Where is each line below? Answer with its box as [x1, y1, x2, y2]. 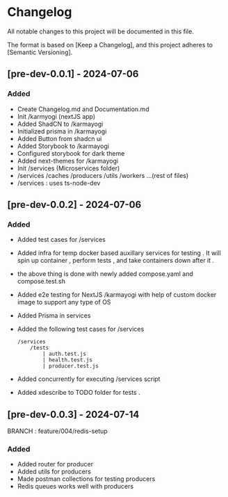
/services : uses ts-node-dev [17, 179, 101, 187]
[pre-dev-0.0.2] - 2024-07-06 [7, 199, 142, 211]
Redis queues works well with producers [17, 482, 134, 491]
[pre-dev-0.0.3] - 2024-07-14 [7, 408, 140, 421]
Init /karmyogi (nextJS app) [17, 112, 96, 120]
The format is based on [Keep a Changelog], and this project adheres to [7, 40, 213, 49]
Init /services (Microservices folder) [17, 164, 120, 172]
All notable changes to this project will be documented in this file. [7, 27, 195, 35]
